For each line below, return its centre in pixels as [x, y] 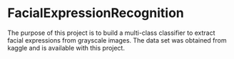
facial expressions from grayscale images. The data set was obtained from [117, 40]
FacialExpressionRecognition [96, 13]
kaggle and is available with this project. [66, 48]
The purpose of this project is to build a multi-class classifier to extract [111, 33]
